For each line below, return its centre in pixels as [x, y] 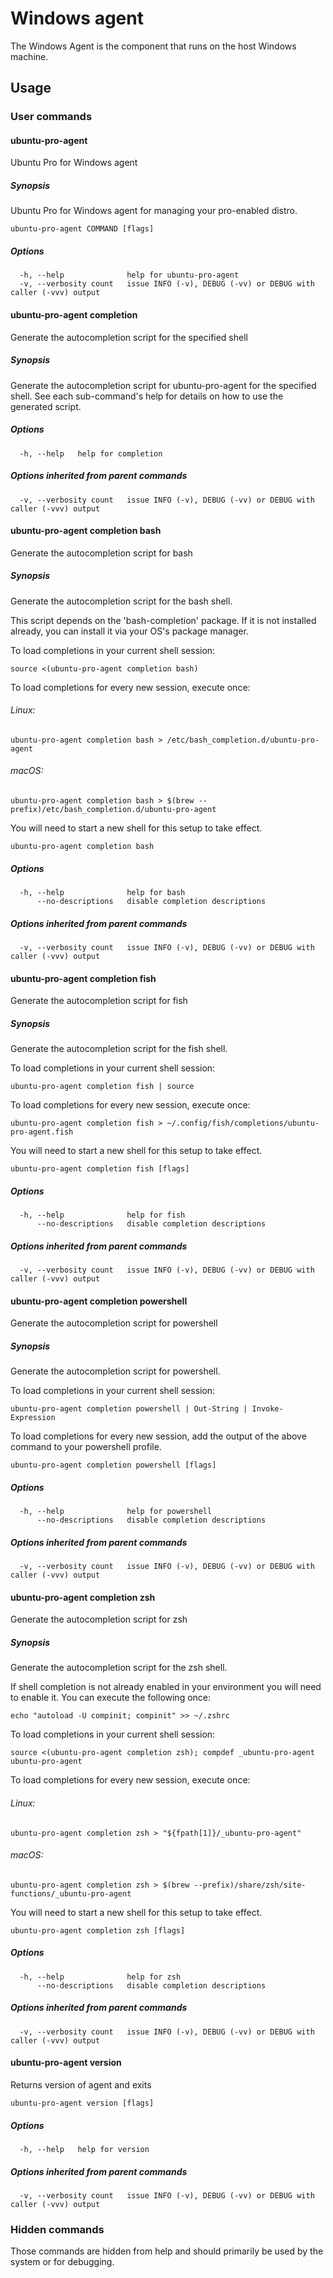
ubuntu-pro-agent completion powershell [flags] [113, 1465]
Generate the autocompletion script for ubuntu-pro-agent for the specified [163, 385]
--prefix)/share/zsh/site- [250, 1885]
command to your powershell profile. [86, 1447]
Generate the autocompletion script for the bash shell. [121, 601]
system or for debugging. [62, 2262]
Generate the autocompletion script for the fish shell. [119, 1049]
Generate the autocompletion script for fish [99, 1001]
